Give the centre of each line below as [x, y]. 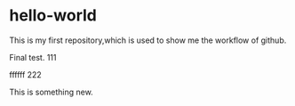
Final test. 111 [33, 57]
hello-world [53, 16]
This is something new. [51, 92]
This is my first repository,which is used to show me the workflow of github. [148, 40]
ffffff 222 [25, 74]
